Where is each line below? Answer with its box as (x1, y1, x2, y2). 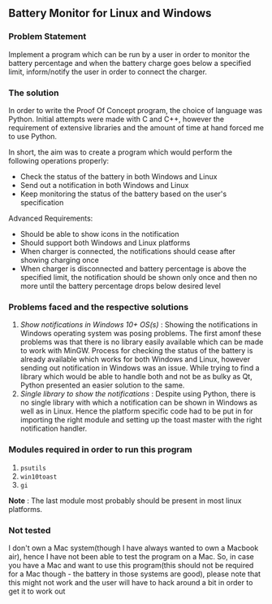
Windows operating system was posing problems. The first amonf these (19, 329, 261, 339)
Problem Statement (8, 31, 87, 42)
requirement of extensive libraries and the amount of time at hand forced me (8, 122, 264, 133)
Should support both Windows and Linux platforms (19, 238, 191, 247)
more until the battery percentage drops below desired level (19, 281, 222, 291)
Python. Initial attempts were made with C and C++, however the (8, 114, 225, 124)
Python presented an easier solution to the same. (19, 380, 185, 390)
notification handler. (19, 423, 88, 434)
